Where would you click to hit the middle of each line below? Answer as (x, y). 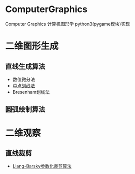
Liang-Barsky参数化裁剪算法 (42, 166)
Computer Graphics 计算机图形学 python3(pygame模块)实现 (68, 24)
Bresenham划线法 (31, 92)
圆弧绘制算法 (25, 109)
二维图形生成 (32, 46)
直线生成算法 (25, 66)
